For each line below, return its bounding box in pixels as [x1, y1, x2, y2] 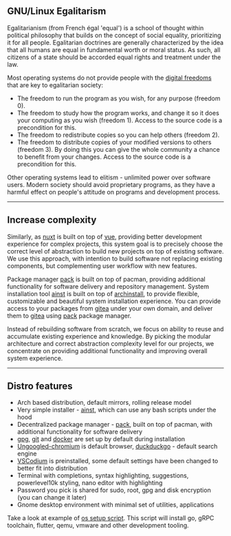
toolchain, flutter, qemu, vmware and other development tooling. [7, 522, 189, 530]
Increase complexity [7, 214, 97, 226]
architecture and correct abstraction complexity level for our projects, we [7, 339, 214, 348]
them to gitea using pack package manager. [7, 311, 132, 320]
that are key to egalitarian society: [7, 80, 103, 89]
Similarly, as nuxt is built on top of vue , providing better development [7, 232, 203, 241]
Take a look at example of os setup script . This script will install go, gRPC [7, 514, 214, 522]
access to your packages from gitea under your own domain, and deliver [7, 304, 213, 312]
